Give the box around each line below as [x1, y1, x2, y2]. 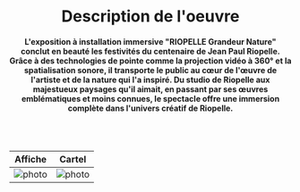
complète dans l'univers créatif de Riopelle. [67, 103, 234, 113]
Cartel [59, 154, 87, 166]
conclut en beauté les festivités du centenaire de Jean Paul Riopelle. [21, 46, 280, 56]
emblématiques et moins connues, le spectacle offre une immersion [21, 93, 280, 104]
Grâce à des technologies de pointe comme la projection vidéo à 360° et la [9, 55, 292, 66]
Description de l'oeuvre [61, 6, 240, 27]
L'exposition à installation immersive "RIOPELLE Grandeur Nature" [24, 36, 277, 46]
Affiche [14, 154, 47, 166]
